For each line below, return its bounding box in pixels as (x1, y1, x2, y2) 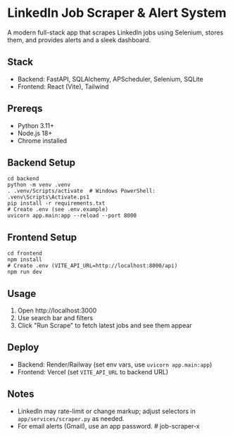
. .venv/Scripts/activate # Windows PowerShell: (7, 188, 156, 195)
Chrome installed (17, 136, 68, 145)
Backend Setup (7, 156, 76, 168)
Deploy (7, 341, 39, 353)
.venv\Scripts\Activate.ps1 (7, 194, 90, 201)
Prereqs (7, 103, 43, 115)
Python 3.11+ (17, 121, 55, 129)
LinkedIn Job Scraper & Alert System (7, 5, 227, 21)
